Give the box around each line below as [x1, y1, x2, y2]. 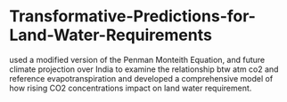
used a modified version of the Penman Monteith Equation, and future [9, 54, 266, 65]
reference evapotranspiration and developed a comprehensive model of [9, 73, 274, 83]
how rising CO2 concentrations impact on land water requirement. [9, 82, 252, 93]
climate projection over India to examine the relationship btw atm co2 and [9, 64, 279, 75]
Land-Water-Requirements [9, 25, 212, 45]
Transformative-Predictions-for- [9, 6, 257, 27]
